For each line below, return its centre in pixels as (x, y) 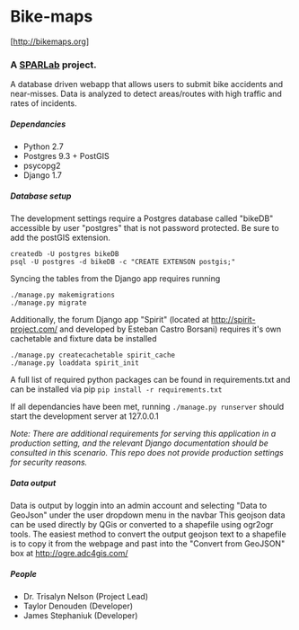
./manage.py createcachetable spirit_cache (93, 355)
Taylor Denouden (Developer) (78, 606)
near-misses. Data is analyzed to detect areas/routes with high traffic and (146, 94)
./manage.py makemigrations (63, 295)
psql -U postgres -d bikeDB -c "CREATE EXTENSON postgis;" (123, 262)
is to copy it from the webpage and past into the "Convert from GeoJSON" (148, 544)
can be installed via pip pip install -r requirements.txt (116, 389)
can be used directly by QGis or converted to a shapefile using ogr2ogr (142, 525)
